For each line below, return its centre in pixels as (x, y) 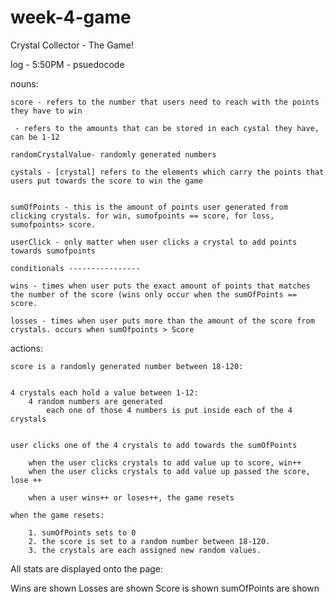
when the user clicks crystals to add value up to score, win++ (165, 462)
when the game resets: (57, 515)
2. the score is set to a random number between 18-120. (149, 541)
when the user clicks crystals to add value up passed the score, (169, 471)
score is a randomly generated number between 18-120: (127, 366)
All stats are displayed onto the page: (87, 568)
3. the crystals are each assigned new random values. (145, 550)
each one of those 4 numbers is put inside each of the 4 (169, 410)
